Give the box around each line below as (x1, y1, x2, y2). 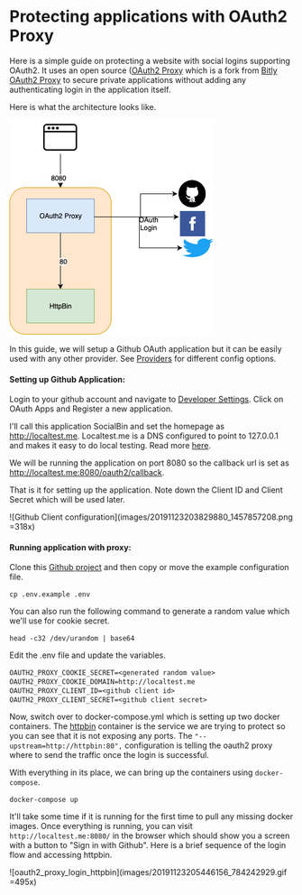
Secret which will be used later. (9, 494, 126, 505)
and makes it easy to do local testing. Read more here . (9, 440, 212, 451)
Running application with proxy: (9, 541, 133, 552)
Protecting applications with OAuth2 (9, 6, 288, 27)
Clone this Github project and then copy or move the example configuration (9, 562, 290, 573)
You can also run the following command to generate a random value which (9, 606, 290, 617)
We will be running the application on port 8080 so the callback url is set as (9, 457, 290, 468)
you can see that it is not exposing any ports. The (9, 731, 193, 742)
